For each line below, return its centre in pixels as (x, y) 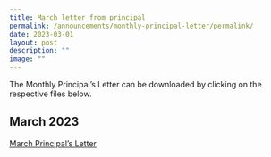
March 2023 (44, 122)
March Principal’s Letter (53, 143)
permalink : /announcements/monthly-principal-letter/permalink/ (131, 26)
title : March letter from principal (77, 17)
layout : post (34, 42)
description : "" (39, 51)
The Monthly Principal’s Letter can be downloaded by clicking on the (135, 84)
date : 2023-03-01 (42, 34)
